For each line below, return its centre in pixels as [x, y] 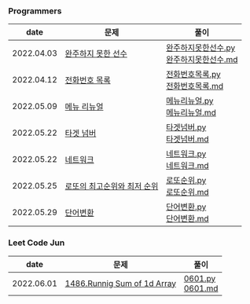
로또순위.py [186, 181]
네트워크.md [188, 166]
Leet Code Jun [37, 243]
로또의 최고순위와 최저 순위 [112, 186]
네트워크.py [186, 154]
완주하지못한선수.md [202, 60]
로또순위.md [188, 192]
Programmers [35, 11]
